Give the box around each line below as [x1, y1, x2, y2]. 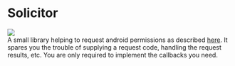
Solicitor [7, 5, 58, 21]
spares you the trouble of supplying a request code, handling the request [7, 43, 222, 51]
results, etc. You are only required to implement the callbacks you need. [7, 50, 219, 59]
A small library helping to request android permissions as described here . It [7, 35, 228, 44]
